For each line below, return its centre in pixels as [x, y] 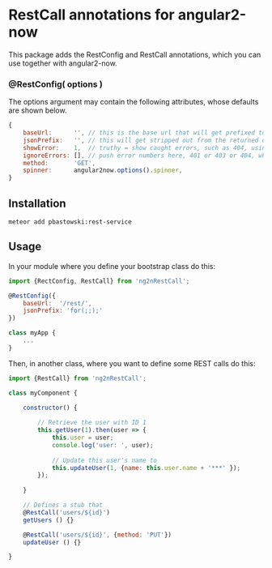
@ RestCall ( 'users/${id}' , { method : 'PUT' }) [98, 535]
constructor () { [51, 408]
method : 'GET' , [59, 163]
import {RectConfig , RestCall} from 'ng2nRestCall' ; [99, 281]
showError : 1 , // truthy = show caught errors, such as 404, [136, 147]
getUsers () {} [49, 520]
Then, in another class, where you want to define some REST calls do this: [132, 363]
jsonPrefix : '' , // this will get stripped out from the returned [141, 140]
